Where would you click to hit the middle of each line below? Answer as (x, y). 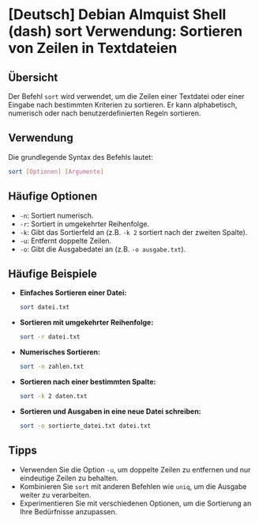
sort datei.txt (45, 307)
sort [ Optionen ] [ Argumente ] (56, 172)
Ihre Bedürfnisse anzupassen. (68, 511)
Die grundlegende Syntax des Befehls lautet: (81, 157)
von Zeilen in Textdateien (93, 48)
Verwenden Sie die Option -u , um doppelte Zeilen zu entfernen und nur (135, 469)
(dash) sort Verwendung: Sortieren (126, 31)
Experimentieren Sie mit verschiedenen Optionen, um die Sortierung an (135, 503)
